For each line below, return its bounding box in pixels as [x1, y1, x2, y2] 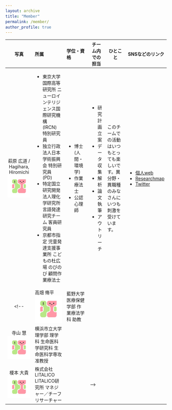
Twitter [135, 181, 150, 187]
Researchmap [135, 175, 165, 182]
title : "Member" [5, 13, 40, 19]
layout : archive [5, 8, 40, 13]
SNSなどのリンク [127, 51, 165, 57]
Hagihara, [9, 163, 30, 169]
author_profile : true [5, 25, 52, 30]
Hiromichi [9, 169, 29, 175]
